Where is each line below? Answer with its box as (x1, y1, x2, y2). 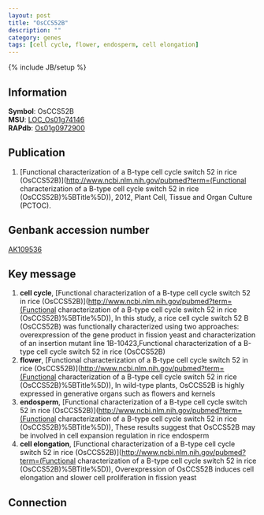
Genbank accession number (8, 224, 150, 237)
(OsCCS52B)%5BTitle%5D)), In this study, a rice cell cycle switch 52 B (19, 314, 249, 323)
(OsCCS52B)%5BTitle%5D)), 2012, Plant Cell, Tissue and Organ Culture (19, 192, 253, 201)
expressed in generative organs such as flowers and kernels (19, 389, 216, 399)
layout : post (8, 11, 51, 20)
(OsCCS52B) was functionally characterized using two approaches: (19, 321, 240, 332)
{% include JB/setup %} (8, 62, 87, 72)
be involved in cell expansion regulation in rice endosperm (19, 431, 210, 441)
